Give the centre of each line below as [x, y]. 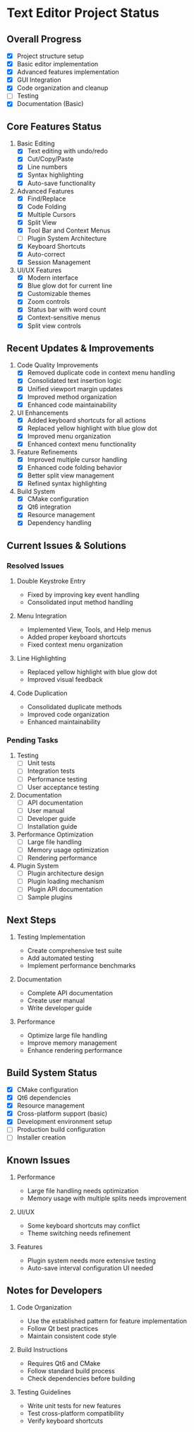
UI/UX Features [39, 271]
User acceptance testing [63, 787]
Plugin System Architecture [67, 238]
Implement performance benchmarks [81, 966]
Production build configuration [61, 1130]
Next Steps [31, 920]
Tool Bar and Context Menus [69, 230]
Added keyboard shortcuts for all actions [86, 420]
